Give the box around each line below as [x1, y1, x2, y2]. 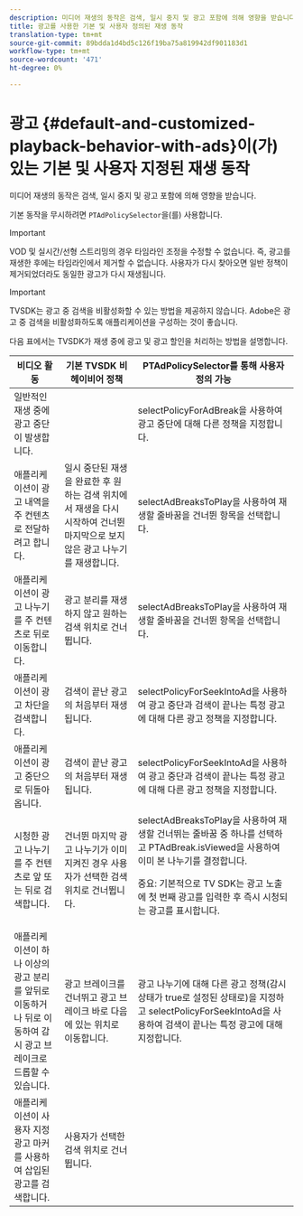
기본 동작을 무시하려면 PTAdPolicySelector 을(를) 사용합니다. [9, 209, 223, 220]
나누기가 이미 [75, 843, 128, 856]
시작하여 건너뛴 [64, 516, 125, 528]
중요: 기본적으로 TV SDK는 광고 [137, 877, 264, 890]
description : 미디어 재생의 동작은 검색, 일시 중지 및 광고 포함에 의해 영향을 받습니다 [9, 13, 296, 23]
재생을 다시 [75, 502, 120, 515]
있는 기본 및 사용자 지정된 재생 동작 [9, 159, 251, 179]
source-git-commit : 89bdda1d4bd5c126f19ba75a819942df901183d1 [9, 38, 248, 48]
